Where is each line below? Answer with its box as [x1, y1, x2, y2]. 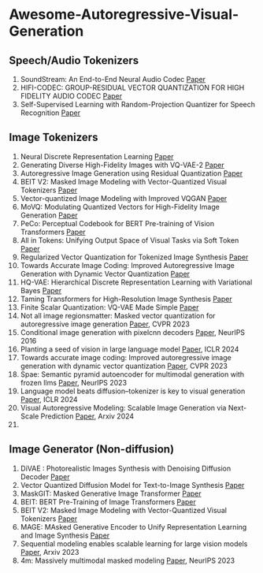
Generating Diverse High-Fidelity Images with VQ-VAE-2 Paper [20, 160, 224, 169]
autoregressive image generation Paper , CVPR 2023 [20, 319, 190, 329]
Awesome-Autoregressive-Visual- [9, 6, 239, 24]
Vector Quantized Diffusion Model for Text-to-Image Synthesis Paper [20, 480, 245, 489]
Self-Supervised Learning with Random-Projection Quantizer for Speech [20, 100, 255, 109]
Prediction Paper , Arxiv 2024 [40, 411, 135, 421]
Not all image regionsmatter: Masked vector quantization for [20, 311, 216, 320]
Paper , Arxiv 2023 [20, 547, 80, 556]
